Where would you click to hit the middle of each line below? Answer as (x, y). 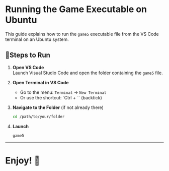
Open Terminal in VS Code (40, 82)
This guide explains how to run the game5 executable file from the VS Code (82, 34)
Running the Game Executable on (76, 9)
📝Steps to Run (28, 55)
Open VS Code (28, 67)
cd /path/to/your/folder (38, 117)
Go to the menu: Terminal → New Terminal (63, 92)
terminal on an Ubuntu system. (37, 39)
